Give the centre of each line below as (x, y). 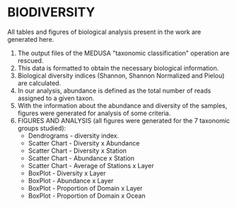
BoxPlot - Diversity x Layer (67, 173)
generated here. (31, 39)
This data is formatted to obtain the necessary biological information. (118, 68)
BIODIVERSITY (51, 12)
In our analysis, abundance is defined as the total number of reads (114, 90)
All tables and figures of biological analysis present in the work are (104, 32)
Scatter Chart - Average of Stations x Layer (91, 165)
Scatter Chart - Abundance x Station (81, 158)
